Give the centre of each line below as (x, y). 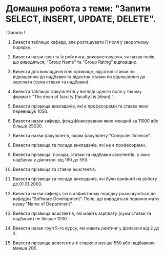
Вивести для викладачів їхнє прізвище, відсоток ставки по (74, 71)
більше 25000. (28, 126)
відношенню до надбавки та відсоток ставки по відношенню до (79, 76)
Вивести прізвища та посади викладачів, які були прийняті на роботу (85, 178)
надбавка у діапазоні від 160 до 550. (51, 159)
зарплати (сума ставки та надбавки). (51, 82)
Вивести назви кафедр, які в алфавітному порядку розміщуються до (84, 193)
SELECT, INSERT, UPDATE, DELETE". (81, 19)
